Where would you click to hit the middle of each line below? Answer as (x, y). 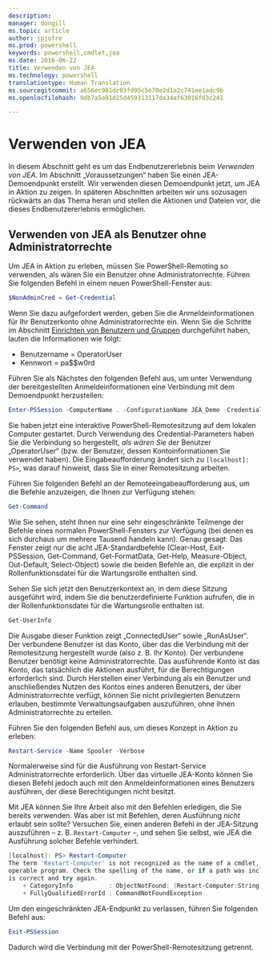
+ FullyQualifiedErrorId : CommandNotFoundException (112, 893)
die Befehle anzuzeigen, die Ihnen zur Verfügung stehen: (102, 492)
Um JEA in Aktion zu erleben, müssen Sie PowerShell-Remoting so (118, 266)
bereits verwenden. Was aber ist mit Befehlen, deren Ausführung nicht (124, 816)
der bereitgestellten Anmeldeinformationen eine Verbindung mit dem (121, 386)
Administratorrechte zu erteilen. (61, 712)
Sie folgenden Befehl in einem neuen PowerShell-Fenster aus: (110, 283)
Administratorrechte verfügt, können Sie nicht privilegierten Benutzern (124, 695)
